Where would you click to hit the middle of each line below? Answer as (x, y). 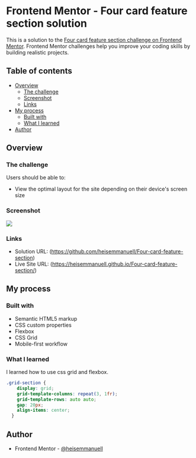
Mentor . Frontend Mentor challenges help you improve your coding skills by (98, 46)
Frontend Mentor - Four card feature (97, 11)
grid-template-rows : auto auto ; (57, 399)
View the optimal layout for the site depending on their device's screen (101, 189)
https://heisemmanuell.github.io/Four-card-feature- (115, 264)
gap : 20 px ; (30, 405)
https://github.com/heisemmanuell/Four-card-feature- (117, 251)
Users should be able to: (36, 178)
